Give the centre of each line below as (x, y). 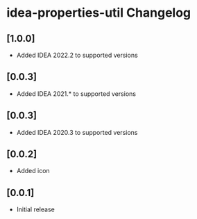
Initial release (35, 209)
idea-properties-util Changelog (99, 13)
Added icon (33, 171)
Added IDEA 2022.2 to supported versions (77, 55)
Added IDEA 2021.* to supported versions (76, 94)
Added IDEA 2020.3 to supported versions (77, 132)
